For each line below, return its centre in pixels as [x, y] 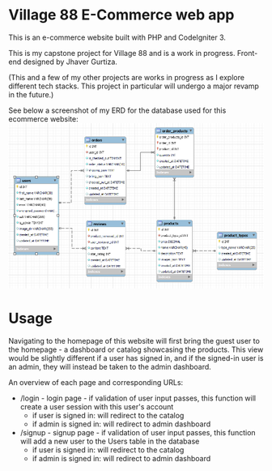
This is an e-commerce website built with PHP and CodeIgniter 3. [117, 37]
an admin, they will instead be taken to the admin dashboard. [110, 366]
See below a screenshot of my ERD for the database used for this [117, 110]
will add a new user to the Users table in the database [110, 441]
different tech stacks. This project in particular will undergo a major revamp [134, 86]
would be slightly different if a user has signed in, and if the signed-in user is [136, 358]
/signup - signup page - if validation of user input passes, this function [138, 432]
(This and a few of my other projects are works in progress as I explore [127, 77]
